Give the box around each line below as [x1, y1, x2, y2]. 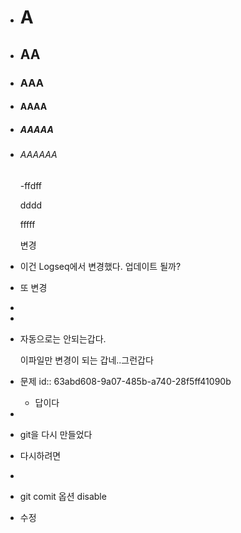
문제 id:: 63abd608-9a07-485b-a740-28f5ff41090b [19, 375, 232, 387]
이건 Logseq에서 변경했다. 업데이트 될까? [19, 260, 182, 272]
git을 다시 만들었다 [19, 428, 93, 440]
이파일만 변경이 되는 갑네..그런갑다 [19, 354, 154, 366]
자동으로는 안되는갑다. [19, 332, 107, 345]
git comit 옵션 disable [19, 490, 107, 502]
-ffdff [19, 179, 43, 191]
